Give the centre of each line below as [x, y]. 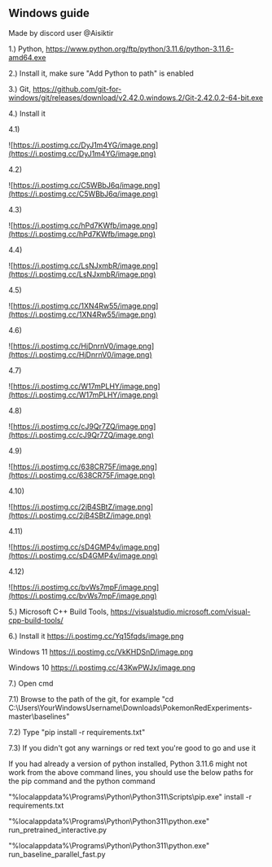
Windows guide [49, 13]
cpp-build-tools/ [36, 620]
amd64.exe [27, 57]
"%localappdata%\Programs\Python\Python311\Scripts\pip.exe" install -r [130, 796]
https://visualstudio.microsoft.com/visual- [180, 611]
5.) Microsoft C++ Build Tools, [59, 611]
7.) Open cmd [31, 683]
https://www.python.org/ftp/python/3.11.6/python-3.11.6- [140, 49]
